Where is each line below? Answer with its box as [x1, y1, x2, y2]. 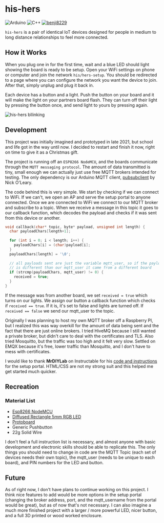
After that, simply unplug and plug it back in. [5, 82, 94, 88]
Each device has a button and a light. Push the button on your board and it [5, 91, 155, 97]
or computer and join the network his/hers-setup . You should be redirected [5, 72, 157, 78]
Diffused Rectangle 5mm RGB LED [12, 413, 82, 419]
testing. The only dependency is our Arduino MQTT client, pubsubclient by [5, 174, 155, 180]
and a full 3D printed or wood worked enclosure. [5, 513, 102, 519]
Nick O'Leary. [5, 180, 33, 185]
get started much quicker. [5, 368, 57, 374]
